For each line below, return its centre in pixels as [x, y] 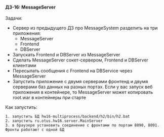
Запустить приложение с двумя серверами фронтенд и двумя [80, 82]
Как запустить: [21, 107]
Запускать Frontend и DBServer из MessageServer [66, 55]
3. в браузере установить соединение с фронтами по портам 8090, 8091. [82, 125]
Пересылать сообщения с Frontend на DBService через [72, 71]
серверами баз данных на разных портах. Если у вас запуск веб [83, 87]
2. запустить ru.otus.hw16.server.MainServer [54, 121]
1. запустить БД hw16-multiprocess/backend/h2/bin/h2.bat [68, 117]
